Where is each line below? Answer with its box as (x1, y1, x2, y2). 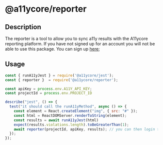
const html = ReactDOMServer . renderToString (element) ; (14, 113, 127, 118)
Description (5, 23, 41, 31)
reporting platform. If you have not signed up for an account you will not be (5, 41, 155, 47)
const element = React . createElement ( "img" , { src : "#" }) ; (14, 109, 138, 114)
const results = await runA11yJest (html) (14, 118, 98, 123)
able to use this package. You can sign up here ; (5, 46, 100, 52)
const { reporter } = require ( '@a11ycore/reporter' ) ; (5, 77, 118, 82)
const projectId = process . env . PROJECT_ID (5, 91, 92, 96)
